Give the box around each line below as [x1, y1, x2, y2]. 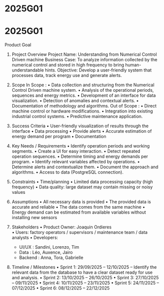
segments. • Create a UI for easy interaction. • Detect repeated [11, 148, 141, 154]
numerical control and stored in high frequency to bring [11, 62, 124, 68]
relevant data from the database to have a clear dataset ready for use [11, 269, 153, 275]
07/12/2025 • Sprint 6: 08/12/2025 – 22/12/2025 [11, 285, 110, 291]
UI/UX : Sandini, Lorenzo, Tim [19, 244, 79, 250]
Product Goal [4, 42, 32, 48]
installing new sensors [11, 215, 58, 221]
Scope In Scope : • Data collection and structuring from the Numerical [11, 82, 155, 88]
